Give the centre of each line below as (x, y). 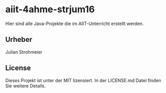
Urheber (19, 40)
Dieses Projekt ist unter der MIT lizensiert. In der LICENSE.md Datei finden (84, 80)
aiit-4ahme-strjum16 (50, 9)
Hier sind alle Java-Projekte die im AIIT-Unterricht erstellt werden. (75, 24)
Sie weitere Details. (26, 86)
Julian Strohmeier (24, 52)
